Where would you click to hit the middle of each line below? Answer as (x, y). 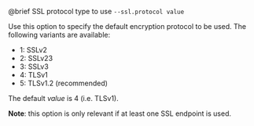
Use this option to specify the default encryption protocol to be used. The (127, 26)
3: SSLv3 (34, 67)
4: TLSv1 (34, 75)
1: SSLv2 (33, 50)
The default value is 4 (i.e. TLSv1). (64, 98)
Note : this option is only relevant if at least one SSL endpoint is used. (120, 113)
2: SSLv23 (36, 58)
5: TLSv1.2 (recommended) (64, 83)
